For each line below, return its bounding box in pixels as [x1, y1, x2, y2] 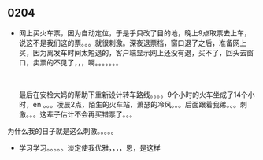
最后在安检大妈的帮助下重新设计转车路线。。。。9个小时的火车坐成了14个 [18, 90, 249, 99]
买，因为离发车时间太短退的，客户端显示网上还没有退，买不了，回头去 [18, 47, 247, 58]
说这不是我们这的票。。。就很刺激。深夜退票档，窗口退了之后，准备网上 [18, 38, 247, 47]
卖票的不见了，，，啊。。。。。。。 [32, 58, 123, 67]
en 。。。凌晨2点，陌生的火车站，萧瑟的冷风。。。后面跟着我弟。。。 [32, 99, 241, 109]
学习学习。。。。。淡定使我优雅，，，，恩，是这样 [18, 143, 161, 152]
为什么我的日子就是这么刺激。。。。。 [7, 126, 118, 136]
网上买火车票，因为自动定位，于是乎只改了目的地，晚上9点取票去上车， [18, 28, 251, 38]
